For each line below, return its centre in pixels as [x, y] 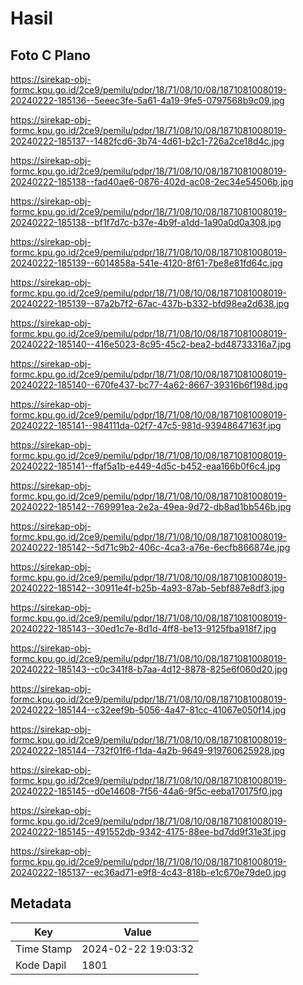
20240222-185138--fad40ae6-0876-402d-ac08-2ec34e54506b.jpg [152, 181]
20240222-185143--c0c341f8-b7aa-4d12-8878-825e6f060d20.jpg [149, 669]
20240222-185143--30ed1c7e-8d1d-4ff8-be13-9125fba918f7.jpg [143, 628]
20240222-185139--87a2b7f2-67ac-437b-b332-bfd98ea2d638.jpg [150, 303]
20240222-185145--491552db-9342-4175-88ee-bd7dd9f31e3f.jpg [148, 831]
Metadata [41, 903]
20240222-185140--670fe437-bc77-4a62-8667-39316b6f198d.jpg [149, 385]
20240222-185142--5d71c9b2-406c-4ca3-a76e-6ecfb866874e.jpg [150, 547]
